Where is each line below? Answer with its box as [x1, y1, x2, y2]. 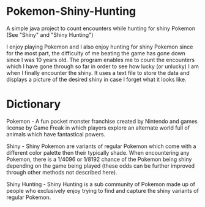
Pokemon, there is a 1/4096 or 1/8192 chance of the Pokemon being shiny [6, 155, 192, 163]
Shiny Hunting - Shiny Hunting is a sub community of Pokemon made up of [6, 180, 196, 188]
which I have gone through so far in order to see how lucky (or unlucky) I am [6, 63, 199, 70]
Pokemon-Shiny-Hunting [6, 4, 136, 18]
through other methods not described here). [6, 168, 117, 176]
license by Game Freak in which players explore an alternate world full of [6, 124, 190, 131]
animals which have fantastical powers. [6, 130, 106, 138]
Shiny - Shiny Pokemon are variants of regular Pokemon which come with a [6, 143, 196, 150]
